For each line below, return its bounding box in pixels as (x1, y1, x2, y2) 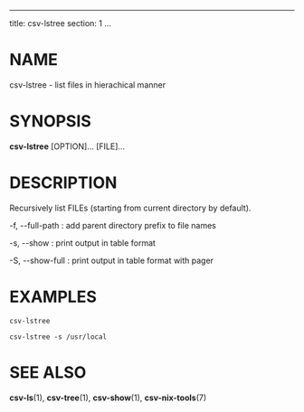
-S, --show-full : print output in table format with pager (9, 255, 214, 266)
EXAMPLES (9, 286, 97, 307)
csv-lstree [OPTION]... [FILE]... (9, 141, 125, 152)
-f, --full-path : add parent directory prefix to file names (9, 220, 217, 230)
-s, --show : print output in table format (9, 237, 157, 248)
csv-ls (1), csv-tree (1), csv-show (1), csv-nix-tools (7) (9, 392, 207, 403)
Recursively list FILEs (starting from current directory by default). (9, 202, 252, 213)
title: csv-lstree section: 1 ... (9, 18, 111, 28)
